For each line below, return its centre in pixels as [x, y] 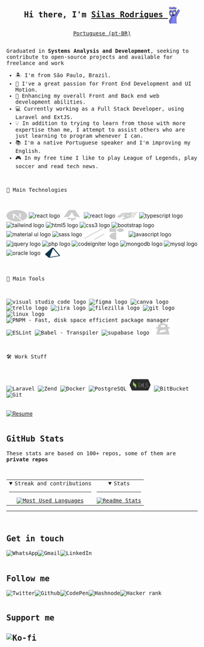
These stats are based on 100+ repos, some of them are [91, 453]
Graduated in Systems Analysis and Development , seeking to [98, 51]
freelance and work [35, 63]
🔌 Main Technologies [37, 190]
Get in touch [35, 539]
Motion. [26, 90]
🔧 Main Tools [26, 279]
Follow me [28, 579]
